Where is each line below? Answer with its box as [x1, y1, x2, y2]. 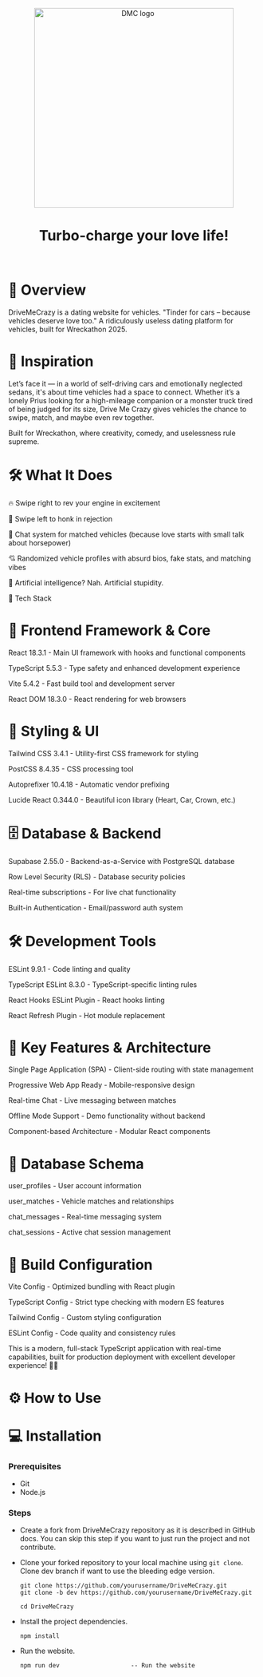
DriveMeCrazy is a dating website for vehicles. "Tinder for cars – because [8, 307, 251, 317]
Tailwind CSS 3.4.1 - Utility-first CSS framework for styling [8, 748, 199, 758]
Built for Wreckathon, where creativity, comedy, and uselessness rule [8, 428, 237, 438]
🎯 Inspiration [8, 352, 94, 371]
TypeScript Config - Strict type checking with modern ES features [8, 1298, 225, 1307]
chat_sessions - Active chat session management [8, 1227, 171, 1237]
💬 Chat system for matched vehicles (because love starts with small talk [8, 529, 245, 539]
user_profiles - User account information [8, 1181, 142, 1191]
